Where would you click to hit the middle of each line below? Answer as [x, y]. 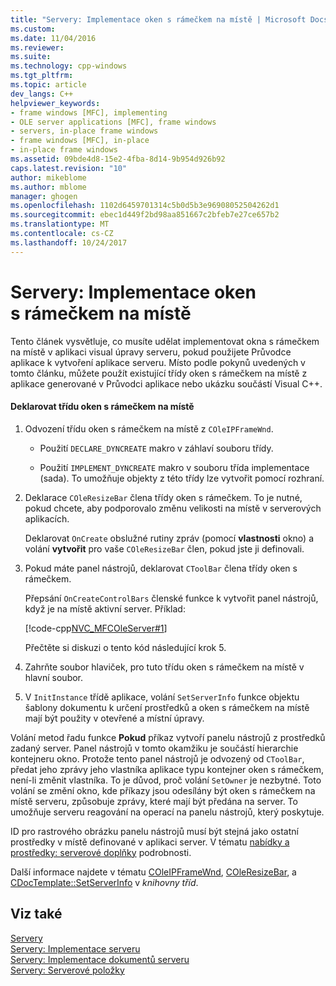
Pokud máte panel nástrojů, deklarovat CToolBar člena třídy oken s [161, 568]
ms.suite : [31, 57]
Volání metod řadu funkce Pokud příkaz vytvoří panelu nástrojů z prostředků [168, 737]
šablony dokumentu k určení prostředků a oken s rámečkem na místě [167, 707]
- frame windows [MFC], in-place [80, 141]
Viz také [36, 914]
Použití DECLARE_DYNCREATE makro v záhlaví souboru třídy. [156, 448]
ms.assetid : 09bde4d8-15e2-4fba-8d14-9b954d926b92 [118, 159]
